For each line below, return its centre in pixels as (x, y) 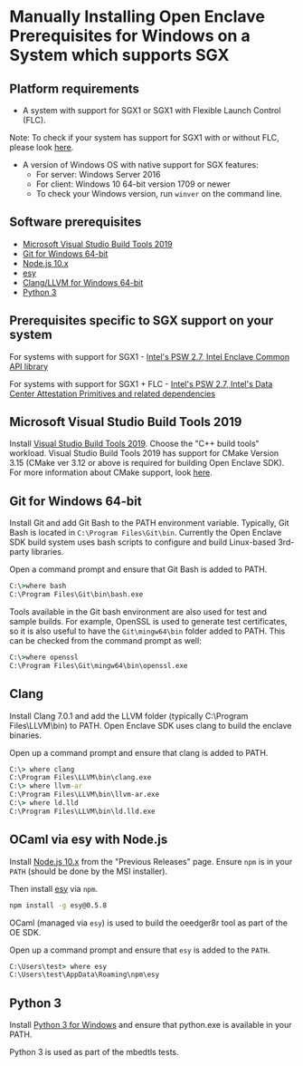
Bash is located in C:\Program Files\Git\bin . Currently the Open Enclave (146, 533)
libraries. (47, 552)
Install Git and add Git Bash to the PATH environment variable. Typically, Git (149, 523)
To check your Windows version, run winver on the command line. (159, 194)
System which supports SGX (119, 55)
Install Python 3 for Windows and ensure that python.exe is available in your (151, 1025)
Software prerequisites (76, 223)
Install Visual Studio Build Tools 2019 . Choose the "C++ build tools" (134, 444)
